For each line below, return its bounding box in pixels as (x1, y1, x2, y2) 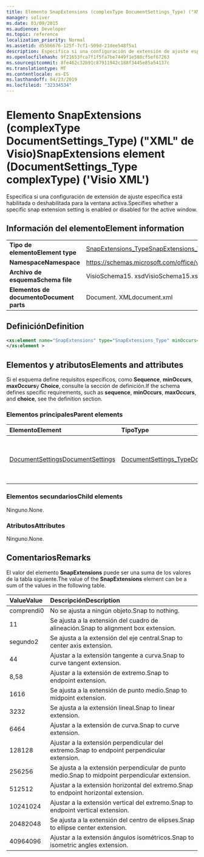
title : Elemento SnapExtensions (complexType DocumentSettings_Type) (6, 8, 186, 15)
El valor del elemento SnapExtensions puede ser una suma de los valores (6, 569, 191, 576)
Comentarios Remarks (6, 553, 91, 563)
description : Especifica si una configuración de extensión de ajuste (6, 49, 189, 55)
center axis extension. (50, 641, 113, 649)
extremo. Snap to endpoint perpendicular (50, 746, 166, 754)
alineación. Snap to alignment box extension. (50, 623, 176, 632)
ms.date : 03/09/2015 (6, 20, 59, 26)
